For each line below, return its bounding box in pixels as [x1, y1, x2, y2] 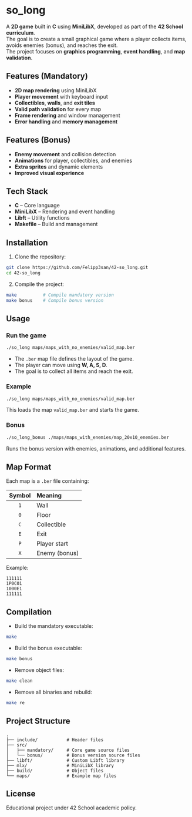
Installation [6, 237, 48, 247]
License [6, 788, 36, 799]
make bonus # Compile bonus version [6, 297, 104, 303]
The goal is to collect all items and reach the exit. [14, 368, 133, 375]
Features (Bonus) [6, 135, 71, 145]
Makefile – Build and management [14, 221, 98, 228]
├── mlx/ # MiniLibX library [6, 762, 114, 768]
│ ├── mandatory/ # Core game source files [6, 747, 130, 753]
